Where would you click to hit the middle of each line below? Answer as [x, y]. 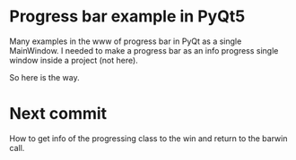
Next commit [58, 114]
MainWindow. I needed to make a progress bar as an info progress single [144, 50]
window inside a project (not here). [74, 60]
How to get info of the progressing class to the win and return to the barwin [148, 138]
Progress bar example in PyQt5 [127, 17]
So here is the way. [44, 77]
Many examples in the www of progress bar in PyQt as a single [126, 41]
